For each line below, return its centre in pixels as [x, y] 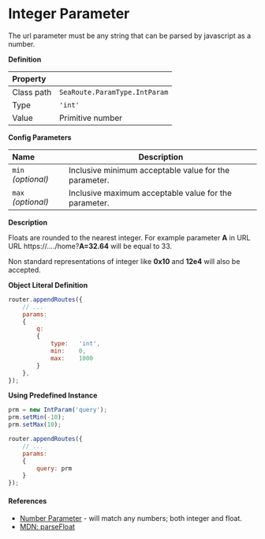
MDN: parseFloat [47, 527]
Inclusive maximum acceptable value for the [150, 193]
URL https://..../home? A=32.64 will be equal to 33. [90, 246]
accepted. [24, 269]
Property [29, 78]
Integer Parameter [69, 14]
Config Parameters [40, 137]
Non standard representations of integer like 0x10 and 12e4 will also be [124, 261]
